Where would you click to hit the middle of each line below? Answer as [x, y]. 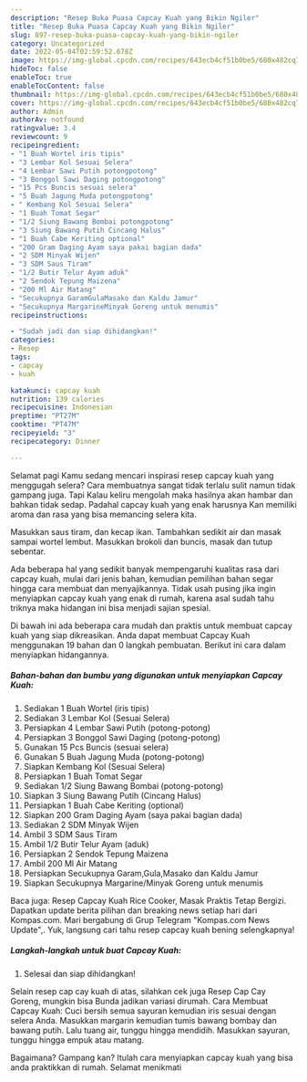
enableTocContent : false [57, 86]
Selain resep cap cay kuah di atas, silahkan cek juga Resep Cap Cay [138, 991]
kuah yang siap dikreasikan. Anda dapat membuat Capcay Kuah [130, 635]
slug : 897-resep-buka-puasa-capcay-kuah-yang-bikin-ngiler [125, 35]
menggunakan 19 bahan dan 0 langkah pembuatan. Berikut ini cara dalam [148, 645]
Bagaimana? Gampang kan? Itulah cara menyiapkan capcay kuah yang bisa [152, 1057]
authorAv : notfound [47, 120]
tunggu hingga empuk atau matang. [77, 1040]
